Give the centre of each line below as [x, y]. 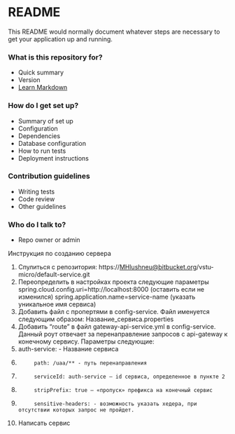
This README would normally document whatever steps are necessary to [114, 32]
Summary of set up [46, 121]
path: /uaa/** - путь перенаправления [91, 363]
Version [29, 80]
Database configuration [52, 143]
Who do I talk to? [37, 224]
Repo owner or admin [49, 240]
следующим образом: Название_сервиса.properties [96, 319]
